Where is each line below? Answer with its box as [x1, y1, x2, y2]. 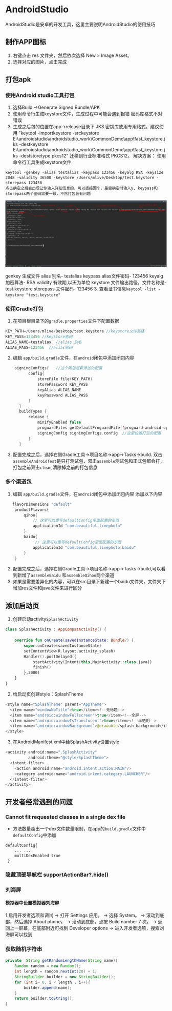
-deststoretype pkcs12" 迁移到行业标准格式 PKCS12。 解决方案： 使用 [18, 153, 166, 159]
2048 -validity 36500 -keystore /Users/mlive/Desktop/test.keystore [5, 175, 155, 181]
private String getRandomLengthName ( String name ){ [5, 958, 118, 963]
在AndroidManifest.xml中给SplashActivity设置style [12, 739, 119, 745]
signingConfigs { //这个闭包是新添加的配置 [14, 366, 102, 371]
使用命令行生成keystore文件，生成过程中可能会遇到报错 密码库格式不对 [12, 111, 163, 117]
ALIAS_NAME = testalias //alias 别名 [5, 340, 82, 345]
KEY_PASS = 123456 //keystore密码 [5, 334, 73, 339]
